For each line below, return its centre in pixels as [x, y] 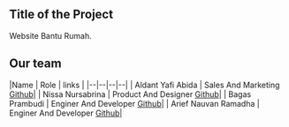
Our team [35, 64]
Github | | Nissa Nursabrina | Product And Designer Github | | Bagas [130, 94]
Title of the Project [61, 15]
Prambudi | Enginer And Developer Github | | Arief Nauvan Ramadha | [135, 103]
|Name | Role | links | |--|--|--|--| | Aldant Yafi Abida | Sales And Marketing [144, 85]
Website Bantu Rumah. [50, 35]
